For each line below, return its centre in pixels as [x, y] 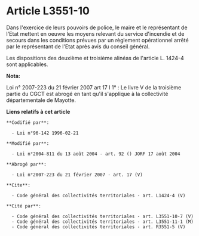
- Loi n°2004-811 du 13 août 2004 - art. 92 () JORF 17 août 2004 [96, 154]
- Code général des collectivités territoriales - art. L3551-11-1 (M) [103, 222]
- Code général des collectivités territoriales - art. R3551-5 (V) [99, 227]
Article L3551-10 [48, 11]
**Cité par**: [24, 206]
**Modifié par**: [28, 143]
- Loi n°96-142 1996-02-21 [45, 133]
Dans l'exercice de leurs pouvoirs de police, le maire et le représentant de [97, 27]
